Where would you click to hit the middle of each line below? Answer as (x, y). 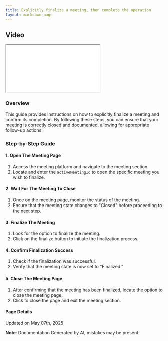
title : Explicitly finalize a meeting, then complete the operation (78, 10)
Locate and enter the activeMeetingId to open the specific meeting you (86, 172)
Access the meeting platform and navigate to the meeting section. (80, 166)
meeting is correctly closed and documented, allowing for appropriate (77, 125)
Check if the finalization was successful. (54, 261)
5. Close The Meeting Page (34, 278)
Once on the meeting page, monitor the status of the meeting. (76, 200)
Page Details (19, 312)
